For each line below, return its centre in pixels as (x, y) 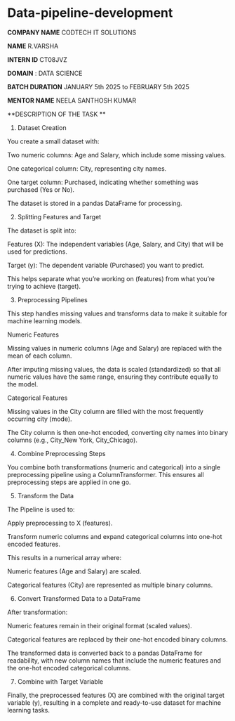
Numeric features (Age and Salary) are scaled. (74, 571)
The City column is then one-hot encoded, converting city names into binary (118, 432)
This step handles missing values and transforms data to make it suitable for (117, 313)
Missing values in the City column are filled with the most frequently (105, 411)
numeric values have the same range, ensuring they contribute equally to (113, 377)
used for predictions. (38, 252)
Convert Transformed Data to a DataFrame (79, 598)
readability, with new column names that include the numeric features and (114, 660)
